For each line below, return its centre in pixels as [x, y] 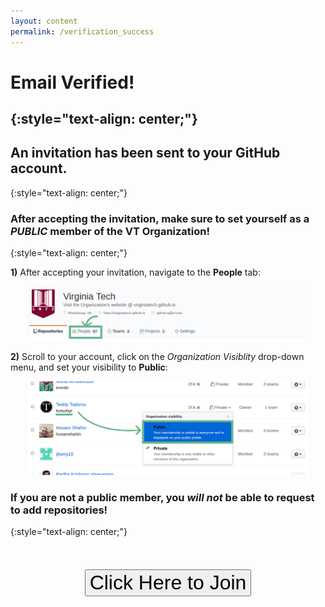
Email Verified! [72, 82]
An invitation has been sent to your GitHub [145, 153]
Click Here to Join [168, 583]
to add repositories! [59, 510]
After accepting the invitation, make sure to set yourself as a [160, 218]
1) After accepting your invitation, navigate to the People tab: [135, 272]
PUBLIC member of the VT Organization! [110, 231]
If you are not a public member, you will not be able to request [162, 497]
